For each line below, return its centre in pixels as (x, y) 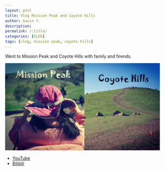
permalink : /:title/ (26, 31)
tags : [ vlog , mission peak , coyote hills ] (49, 42)
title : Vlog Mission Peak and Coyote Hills (50, 16)
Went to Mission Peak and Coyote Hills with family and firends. (68, 56)
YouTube (21, 158)
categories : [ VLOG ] (25, 36)
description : (18, 26)
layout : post (18, 10)
